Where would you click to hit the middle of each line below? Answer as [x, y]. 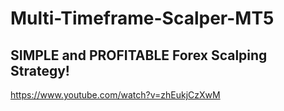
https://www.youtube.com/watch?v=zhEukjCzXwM [115, 95]
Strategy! [40, 70]
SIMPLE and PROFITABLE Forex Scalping [139, 55]
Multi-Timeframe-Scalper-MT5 [142, 18]
